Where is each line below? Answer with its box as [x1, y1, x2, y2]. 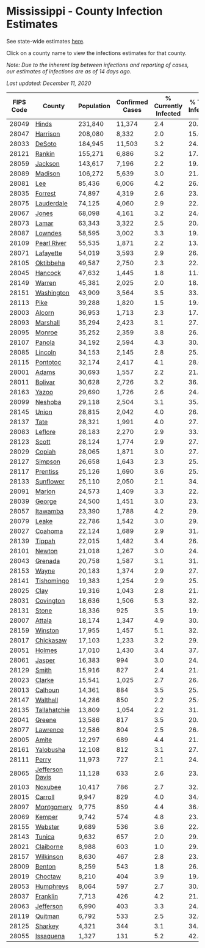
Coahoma [35, 527, 63, 535]
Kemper [35, 812, 58, 821]
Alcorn [35, 308, 55, 317]
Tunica [35, 832, 55, 841]
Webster [35, 822, 60, 831]
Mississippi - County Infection [6, 4, 163, 18]
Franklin [35, 892, 59, 900]
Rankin [35, 149, 55, 158]
